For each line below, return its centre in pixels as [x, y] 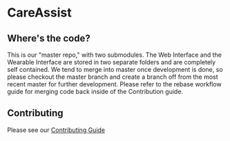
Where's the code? [49, 38]
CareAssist [39, 13]
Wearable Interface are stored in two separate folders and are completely [112, 62]
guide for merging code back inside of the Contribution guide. [95, 92]
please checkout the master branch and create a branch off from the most [113, 77]
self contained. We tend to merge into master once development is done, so [115, 69]
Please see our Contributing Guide [56, 130]
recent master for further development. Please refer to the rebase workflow [115, 84]
